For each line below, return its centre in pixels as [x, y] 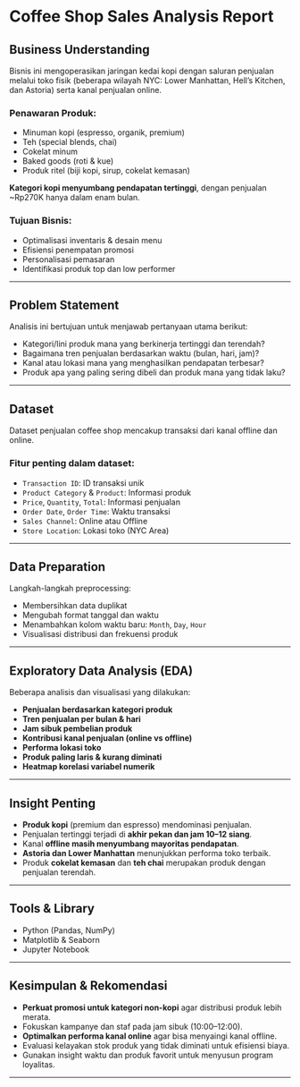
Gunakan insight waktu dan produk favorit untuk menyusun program [148, 1055]
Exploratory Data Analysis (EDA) [101, 671]
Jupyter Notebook [55, 949]
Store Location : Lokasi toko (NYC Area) [96, 531]
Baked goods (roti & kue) [68, 161]
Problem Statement [64, 305]
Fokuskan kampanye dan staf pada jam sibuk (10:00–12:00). [132, 1026]
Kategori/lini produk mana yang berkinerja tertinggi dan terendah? [143, 344]
